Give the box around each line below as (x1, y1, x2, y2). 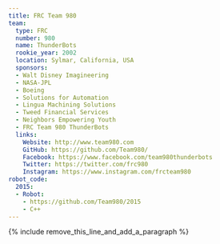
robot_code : (8, 175, 48, 184)
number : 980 (15, 34, 56, 42)
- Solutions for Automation (15, 94, 110, 102)
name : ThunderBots (15, 42, 78, 50)
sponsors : (15, 64, 48, 72)
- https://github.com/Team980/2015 (22, 198, 142, 206)
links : (15, 130, 38, 138)
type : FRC (15, 26, 48, 34)
